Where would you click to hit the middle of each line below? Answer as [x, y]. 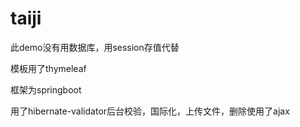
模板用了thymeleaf [48, 68]
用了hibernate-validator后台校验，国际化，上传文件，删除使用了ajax [150, 111]
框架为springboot [46, 89]
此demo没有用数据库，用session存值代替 [95, 47]
